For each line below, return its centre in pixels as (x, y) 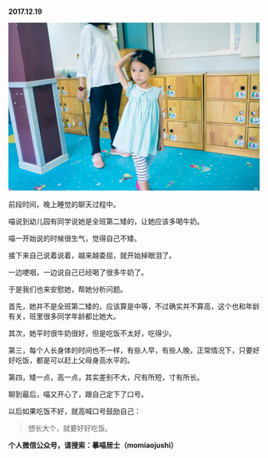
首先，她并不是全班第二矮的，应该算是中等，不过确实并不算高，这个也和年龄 (134, 306)
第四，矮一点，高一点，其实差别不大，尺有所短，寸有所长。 (106, 377)
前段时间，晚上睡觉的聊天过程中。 (64, 204)
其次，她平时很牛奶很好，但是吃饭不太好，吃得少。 (92, 333)
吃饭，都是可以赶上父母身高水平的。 (74, 360)
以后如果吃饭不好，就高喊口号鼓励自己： (75, 411)
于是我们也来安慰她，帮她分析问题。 (68, 289)
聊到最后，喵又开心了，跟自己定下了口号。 (78, 394)
